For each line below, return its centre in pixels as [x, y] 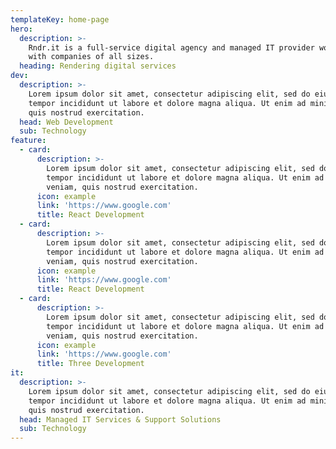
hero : [21, 29]
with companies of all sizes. [91, 57]
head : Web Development [66, 122]
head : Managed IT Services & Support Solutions [120, 419]
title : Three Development [90, 364]
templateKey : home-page [60, 19]
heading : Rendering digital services [98, 66]
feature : [28, 141]
